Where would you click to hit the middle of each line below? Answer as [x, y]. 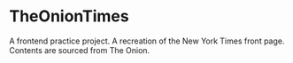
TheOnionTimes [69, 16]
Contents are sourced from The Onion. [80, 50]
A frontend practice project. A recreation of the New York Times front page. [147, 41]
